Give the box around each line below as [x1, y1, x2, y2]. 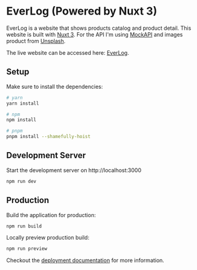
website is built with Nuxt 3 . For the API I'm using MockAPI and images [6, 30, 183, 38]
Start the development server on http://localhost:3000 [6, 166, 141, 174]
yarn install [6, 100, 39, 106]
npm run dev [6, 178, 36, 184]
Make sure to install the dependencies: [6, 83, 103, 90]
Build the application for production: [6, 211, 96, 218]
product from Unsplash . [6, 37, 65, 44]
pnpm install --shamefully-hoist [6, 134, 91, 140]
